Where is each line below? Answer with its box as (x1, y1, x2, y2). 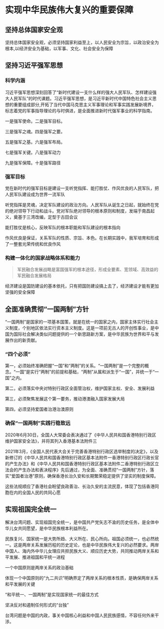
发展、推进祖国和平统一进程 (9, 554, 65, 560)
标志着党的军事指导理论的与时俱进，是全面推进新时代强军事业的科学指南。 (5, 107, 155, 113)
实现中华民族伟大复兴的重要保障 (5, 4, 134, 16)
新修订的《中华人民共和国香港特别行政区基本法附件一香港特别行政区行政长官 (5, 454, 159, 460)
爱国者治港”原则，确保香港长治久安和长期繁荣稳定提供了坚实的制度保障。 (11, 473, 159, 478)
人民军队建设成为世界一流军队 (5, 191, 65, 197)
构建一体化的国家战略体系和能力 (5, 254, 81, 261)
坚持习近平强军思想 (5, 61, 63, 70)
